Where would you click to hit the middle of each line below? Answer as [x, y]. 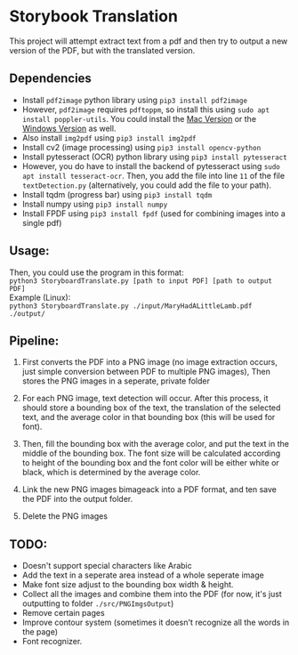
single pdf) [42, 222]
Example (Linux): [40, 297]
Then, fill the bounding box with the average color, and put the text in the [155, 444]
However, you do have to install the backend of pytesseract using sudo [151, 166]
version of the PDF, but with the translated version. [102, 50]
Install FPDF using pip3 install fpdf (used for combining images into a [154, 213]
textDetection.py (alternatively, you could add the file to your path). [147, 185]
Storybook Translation [93, 16]
